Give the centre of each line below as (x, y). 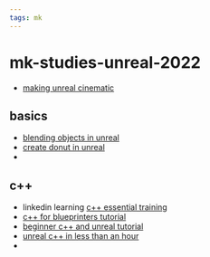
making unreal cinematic (68, 88)
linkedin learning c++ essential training (95, 207)
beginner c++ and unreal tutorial (83, 226)
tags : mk (26, 18)
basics (29, 115)
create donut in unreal (64, 148)
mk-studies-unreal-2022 (105, 62)
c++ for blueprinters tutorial (74, 217)
